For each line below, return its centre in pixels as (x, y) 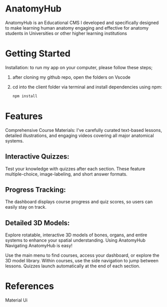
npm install (25, 96)
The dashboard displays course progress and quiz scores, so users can (79, 202)
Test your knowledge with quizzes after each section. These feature (75, 169)
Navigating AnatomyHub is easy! (39, 246)
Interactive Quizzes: (37, 157)
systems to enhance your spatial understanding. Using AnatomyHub (75, 240)
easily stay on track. (26, 207)
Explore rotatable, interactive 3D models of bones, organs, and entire (76, 235)
